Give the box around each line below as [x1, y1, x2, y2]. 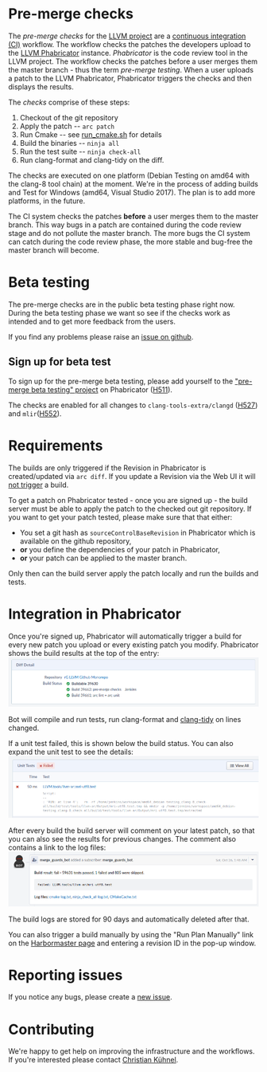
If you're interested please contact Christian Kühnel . [8, 1055, 179, 1065]
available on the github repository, [19, 536, 132, 546]
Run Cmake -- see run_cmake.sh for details [19, 129, 162, 139]
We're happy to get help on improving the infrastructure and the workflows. [8, 1046, 256, 1056]
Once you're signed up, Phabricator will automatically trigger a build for [8, 631, 242, 641]
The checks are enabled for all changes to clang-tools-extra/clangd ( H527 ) [8, 400, 258, 410]
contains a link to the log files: [8, 842, 106, 853]
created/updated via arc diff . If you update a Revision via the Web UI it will [8, 471, 256, 481]
